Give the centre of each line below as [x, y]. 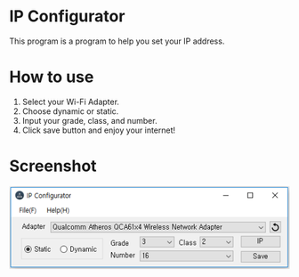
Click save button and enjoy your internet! [99, 130]
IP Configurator [67, 16]
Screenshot [53, 166]
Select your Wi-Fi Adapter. [71, 102]
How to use [52, 77]
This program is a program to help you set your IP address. [117, 41]
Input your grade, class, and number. [89, 120]
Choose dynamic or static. [70, 111]
